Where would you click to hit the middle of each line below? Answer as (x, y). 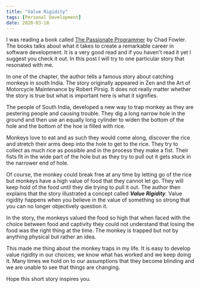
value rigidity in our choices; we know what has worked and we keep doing (99, 255)
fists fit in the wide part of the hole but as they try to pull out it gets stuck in (99, 157)
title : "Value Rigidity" (37, 12)
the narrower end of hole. (38, 163)
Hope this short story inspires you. (49, 279)
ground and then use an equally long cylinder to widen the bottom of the (95, 120)
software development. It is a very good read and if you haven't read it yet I (99, 52)
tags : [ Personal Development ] (44, 17)
